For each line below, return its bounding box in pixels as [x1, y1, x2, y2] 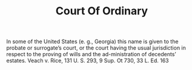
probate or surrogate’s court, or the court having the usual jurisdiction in [6, 44, 187, 51]
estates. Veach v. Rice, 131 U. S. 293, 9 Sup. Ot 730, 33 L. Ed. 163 [6, 57, 170, 64]
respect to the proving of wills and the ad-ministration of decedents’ [6, 51, 177, 58]
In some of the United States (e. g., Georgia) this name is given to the [6, 38, 179, 45]
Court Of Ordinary [55, 4, 148, 18]
